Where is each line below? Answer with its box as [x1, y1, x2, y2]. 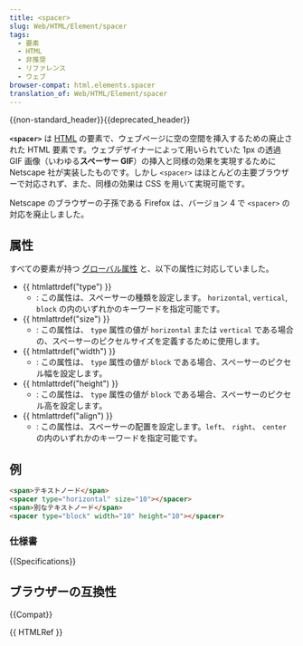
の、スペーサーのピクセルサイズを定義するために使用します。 [35, 336, 265, 347]
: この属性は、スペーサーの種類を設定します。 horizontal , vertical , [35, 292, 288, 304]
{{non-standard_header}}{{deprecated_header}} [9, 114, 191, 125]
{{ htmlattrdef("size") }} [22, 313, 110, 324]
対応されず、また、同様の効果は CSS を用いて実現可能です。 [24, 178, 251, 188]
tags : [9, 30, 30, 39]
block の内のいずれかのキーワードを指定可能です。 [35, 304, 224, 314]
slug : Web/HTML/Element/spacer [9, 22, 128, 31]
